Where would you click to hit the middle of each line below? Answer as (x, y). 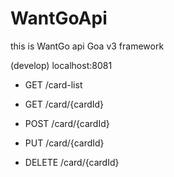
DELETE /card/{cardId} (72, 162)
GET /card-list (53, 84)
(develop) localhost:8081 (61, 65)
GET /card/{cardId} (64, 104)
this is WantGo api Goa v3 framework (87, 46)
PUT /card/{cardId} (64, 143)
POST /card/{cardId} (67, 123)
